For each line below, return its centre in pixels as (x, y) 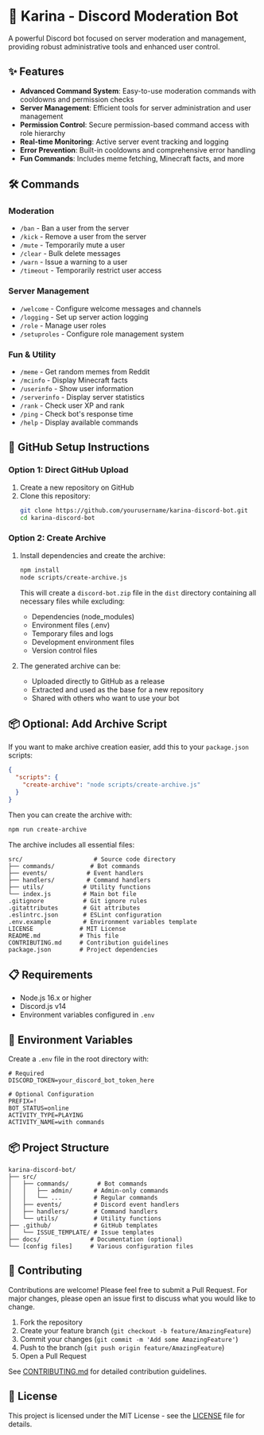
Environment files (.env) (71, 625)
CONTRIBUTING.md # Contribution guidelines (89, 942)
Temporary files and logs (72, 633)
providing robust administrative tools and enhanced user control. (114, 46)
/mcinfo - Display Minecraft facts (74, 380)
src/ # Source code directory (92, 859)
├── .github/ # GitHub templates (83, 1226)
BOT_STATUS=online (39, 1108)
